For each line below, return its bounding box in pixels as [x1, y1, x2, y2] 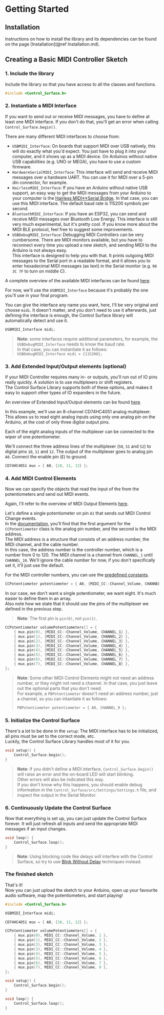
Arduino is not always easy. [12, 247, 67, 253]
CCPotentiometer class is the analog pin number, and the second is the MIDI [5, 526, 157, 532]
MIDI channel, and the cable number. [5, 541, 80, 548]
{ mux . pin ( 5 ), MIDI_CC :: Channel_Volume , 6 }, [14, 956, 108, 961]
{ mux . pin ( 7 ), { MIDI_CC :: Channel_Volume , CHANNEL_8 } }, [14, 662, 130, 667]
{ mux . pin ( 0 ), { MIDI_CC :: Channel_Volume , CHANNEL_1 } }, [14, 629, 130, 634]
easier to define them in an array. [5, 595, 72, 602]
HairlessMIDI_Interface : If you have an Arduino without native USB [12, 185, 148, 190]
